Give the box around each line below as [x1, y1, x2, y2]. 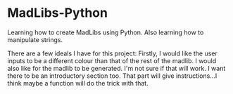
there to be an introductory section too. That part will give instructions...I [7, 72, 218, 80]
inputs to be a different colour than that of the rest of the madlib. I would [7, 56, 217, 65]
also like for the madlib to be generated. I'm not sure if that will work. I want [7, 64, 226, 72]
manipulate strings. [7, 35, 63, 43]
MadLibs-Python [7, 5, 108, 21]
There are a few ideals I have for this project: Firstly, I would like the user [7, 49, 218, 58]
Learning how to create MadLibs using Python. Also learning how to [7, 28, 204, 36]
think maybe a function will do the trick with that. [7, 79, 149, 87]
